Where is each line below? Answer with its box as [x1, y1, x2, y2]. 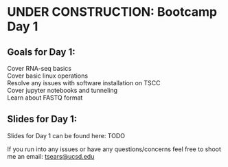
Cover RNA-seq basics [7, 65, 72, 72]
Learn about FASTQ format [7, 93, 83, 102]
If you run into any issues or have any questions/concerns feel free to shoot [7, 145, 222, 153]
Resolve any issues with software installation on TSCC [7, 79, 161, 87]
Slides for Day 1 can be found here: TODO [7, 131, 126, 140]
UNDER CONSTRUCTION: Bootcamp [7, 4, 218, 20]
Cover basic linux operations [7, 71, 88, 80]
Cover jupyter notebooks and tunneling [7, 87, 118, 94]
